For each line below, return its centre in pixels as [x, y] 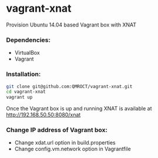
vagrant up [19, 98]
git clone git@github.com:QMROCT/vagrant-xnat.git [69, 86]
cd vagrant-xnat [26, 92]
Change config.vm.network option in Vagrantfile [73, 149]
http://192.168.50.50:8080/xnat [43, 115]
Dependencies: [28, 40]
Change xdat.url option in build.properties [65, 143]
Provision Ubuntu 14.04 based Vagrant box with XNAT [71, 25]
